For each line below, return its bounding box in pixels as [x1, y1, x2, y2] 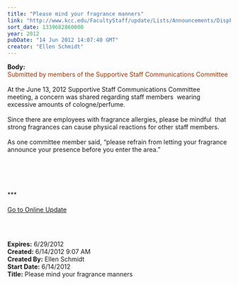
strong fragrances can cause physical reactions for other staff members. [7, 123, 220, 131]
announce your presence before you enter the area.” [7, 146, 161, 153]
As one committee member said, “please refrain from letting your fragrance [7, 138, 227, 146]
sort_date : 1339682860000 [7, 23, 84, 30]
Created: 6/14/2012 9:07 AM [7, 248, 91, 255]
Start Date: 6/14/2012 [7, 262, 71, 271]
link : [7, 17, 23, 24]
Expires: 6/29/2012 [7, 240, 64, 248]
